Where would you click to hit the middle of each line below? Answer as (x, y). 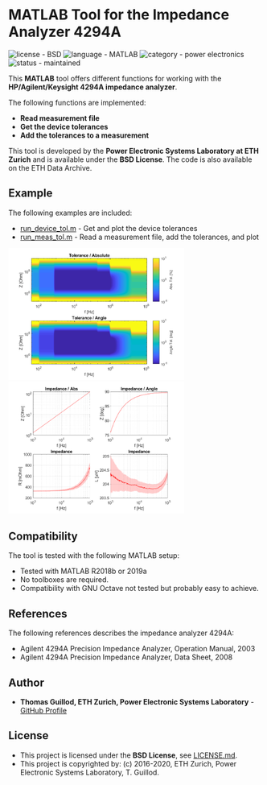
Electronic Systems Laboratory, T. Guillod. (89, 772)
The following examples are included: (70, 213)
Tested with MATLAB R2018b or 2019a (83, 571)
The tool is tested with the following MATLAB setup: (94, 556)
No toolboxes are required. (64, 580)
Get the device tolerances (64, 126)
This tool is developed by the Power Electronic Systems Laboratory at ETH (133, 151)
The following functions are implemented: (77, 102)
